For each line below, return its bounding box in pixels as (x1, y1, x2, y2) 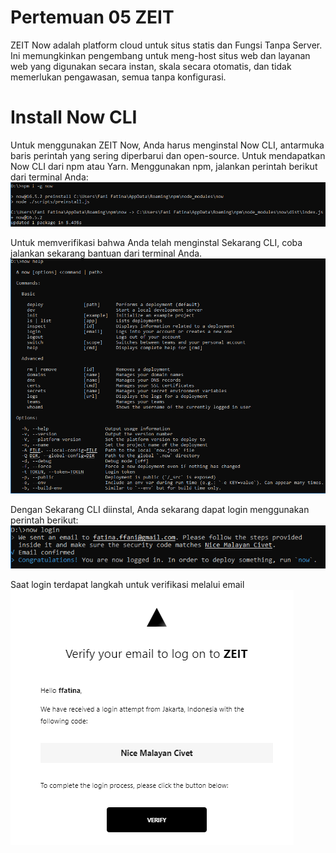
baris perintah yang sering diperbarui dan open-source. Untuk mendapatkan (10, 149, 326, 161)
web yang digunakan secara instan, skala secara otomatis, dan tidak (10, 60, 292, 72)
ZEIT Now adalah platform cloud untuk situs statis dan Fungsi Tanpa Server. (10, 39, 323, 51)
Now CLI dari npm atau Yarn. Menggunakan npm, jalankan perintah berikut (10, 160, 318, 172)
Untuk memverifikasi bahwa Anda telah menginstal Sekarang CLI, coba (10, 237, 303, 249)
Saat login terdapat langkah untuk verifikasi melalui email (10, 579, 245, 591)
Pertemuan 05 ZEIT (10, 6, 175, 29)
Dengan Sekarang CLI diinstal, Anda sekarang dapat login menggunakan (10, 504, 310, 516)
